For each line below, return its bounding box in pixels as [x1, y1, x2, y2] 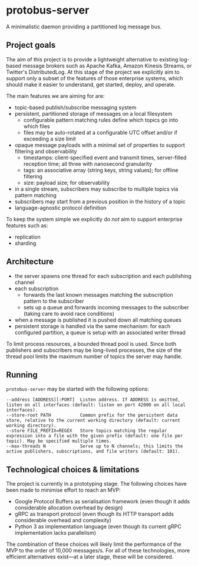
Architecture [6, 257, 54, 267]
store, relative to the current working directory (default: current [6, 417, 181, 424]
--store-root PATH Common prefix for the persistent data [6, 413, 178, 418]
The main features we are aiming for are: [6, 92, 105, 99]
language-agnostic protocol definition [14, 204, 107, 211]
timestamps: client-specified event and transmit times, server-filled [23, 154, 187, 161]
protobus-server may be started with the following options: [6, 385, 149, 392]
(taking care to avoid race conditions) [23, 310, 115, 317]
